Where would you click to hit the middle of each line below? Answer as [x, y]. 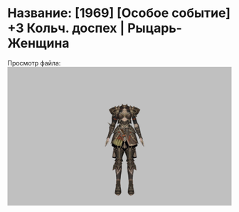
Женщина [38, 43]
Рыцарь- [155, 28]
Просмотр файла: [34, 63]
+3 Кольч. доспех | [66, 28]
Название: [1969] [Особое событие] [119, 13]
